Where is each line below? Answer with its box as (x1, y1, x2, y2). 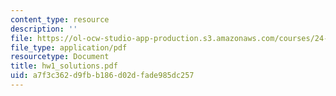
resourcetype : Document (10, 52, 110, 62)
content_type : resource (10, 14, 110, 25)
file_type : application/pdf (10, 42, 128, 53)
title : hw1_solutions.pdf (10, 61, 118, 71)
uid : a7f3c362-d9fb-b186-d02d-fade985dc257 (10, 71, 195, 81)
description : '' (10, 24, 78, 34)
